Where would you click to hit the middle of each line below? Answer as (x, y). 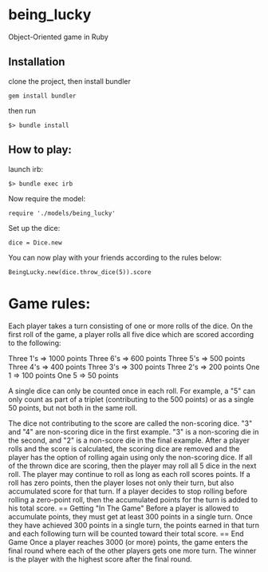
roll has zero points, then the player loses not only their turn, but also (121, 483)
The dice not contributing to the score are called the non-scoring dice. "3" (130, 423)
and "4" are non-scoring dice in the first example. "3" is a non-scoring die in (134, 431)
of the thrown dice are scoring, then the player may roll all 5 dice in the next (132, 466)
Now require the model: (47, 198)
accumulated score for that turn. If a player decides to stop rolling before (128, 491)
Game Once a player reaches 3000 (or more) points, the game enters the (128, 542)
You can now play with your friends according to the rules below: (115, 257)
